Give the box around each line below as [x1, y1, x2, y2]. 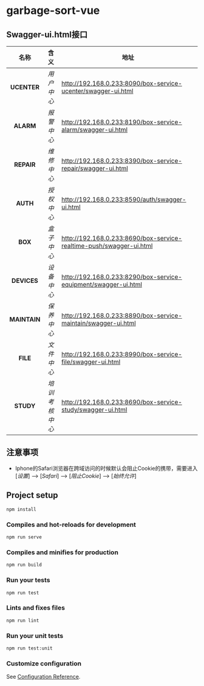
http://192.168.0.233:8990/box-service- [61, 350, 182, 358]
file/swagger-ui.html [61, 358, 121, 366]
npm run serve [6, 534, 42, 540]
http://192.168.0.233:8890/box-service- [61, 311, 182, 319]
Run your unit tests [6, 631, 64, 640]
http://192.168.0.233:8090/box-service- [61, 80, 182, 87]
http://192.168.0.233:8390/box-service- [61, 157, 182, 165]
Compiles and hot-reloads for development [6, 520, 137, 529]
